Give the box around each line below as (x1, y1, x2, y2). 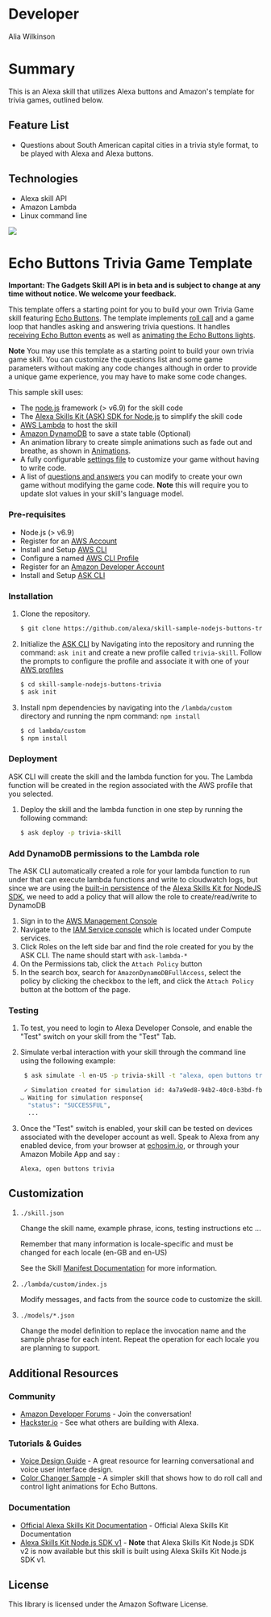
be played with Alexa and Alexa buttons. (19, 149, 154, 158)
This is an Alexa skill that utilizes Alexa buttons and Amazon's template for (8, 86, 255, 96)
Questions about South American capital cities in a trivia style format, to (19, 140, 259, 149)
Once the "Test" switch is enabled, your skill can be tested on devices (19, 1123, 252, 1133)
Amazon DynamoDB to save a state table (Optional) (19, 429, 191, 438)
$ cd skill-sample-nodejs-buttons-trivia (19, 680, 162, 689)
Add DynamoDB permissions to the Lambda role (8, 848, 200, 859)
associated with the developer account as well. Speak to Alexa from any (19, 1132, 260, 1142)
